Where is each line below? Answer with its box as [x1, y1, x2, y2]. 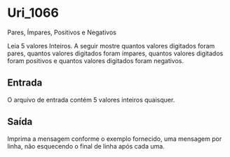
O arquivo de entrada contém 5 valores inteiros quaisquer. [7, 95, 175, 104]
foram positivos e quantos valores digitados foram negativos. [7, 56, 184, 64]
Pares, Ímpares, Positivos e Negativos [7, 28, 117, 36]
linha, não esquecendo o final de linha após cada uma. [7, 142, 165, 150]
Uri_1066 [7, 5, 60, 21]
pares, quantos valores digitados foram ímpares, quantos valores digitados [7, 49, 224, 57]
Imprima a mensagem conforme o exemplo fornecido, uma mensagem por [7, 135, 222, 143]
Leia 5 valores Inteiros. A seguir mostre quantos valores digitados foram [7, 41, 215, 50]
